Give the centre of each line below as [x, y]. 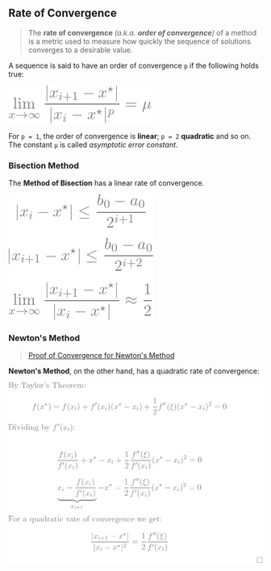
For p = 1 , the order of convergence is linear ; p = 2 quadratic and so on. [130, 135]
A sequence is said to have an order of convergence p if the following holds [134, 65]
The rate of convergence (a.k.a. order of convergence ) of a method [142, 32]
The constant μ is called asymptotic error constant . [93, 144]
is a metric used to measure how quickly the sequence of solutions [140, 41]
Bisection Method [44, 165]
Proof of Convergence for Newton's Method [101, 356]
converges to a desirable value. [80, 50]
